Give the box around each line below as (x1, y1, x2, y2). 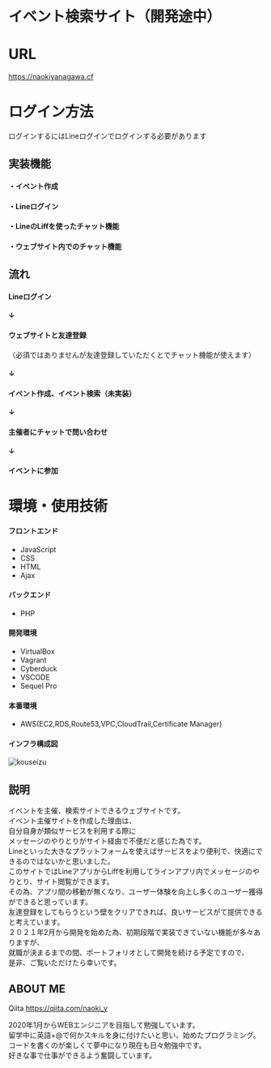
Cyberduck (19, 663, 58, 673)
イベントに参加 (8, 465, 58, 475)
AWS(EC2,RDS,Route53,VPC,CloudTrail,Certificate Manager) (19, 719, 222, 729)
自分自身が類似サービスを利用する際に (8, 826, 136, 836)
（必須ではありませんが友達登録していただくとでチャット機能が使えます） (8, 350, 256, 359)
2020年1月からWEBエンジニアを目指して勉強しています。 (8, 1020, 200, 1030)
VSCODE (19, 672, 50, 682)
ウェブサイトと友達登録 (8, 330, 87, 340)
